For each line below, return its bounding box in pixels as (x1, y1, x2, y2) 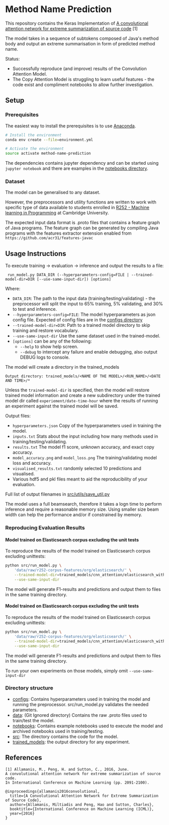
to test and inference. (12, 306, 57, 312)
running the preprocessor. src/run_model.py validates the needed (12, 701, 149, 707)
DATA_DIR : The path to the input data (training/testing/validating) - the (12, 296, 156, 302)
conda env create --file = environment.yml (5, 137, 94, 142)
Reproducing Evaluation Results (5, 524, 85, 531)
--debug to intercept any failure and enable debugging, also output (20, 349, 157, 355)
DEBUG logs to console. (20, 354, 70, 361)
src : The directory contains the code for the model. (12, 733, 119, 739)
